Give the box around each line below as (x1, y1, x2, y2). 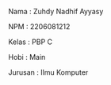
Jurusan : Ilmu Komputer (8, 68, 89, 77)
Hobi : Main (8, 53, 46, 61)
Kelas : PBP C (8, 37, 53, 46)
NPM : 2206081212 (8, 22, 71, 31)
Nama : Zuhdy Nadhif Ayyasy (8, 7, 104, 16)
